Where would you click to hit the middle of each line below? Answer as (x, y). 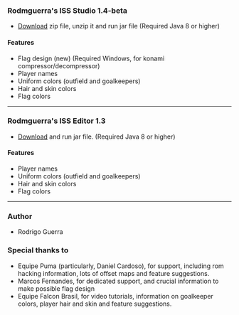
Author (20, 216)
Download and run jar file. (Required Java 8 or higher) (96, 137)
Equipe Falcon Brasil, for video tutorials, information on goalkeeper (115, 296)
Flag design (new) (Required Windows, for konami (91, 58)
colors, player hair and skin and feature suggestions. (95, 304)
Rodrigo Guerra (40, 232)
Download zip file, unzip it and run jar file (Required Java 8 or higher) (119, 26)
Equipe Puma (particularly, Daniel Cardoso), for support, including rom (121, 266)
